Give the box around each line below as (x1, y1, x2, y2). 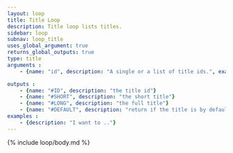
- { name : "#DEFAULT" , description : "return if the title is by (19, 107, 207, 114)
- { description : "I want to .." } (19, 119, 116, 126)
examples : (7, 113, 39, 120)
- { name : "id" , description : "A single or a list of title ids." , (19, 68, 216, 75)
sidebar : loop (7, 29, 49, 37)
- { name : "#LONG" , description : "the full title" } (19, 100, 169, 107)
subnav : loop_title (7, 36, 64, 43)
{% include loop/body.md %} (7, 138, 90, 146)
